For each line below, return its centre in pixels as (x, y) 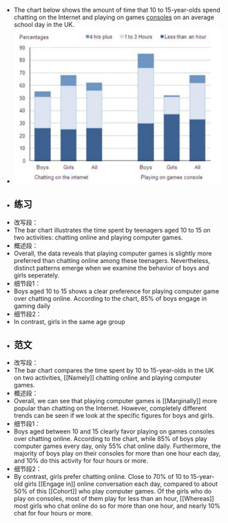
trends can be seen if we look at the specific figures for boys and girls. (114, 416)
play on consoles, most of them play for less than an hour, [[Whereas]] (114, 499)
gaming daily (32, 306)
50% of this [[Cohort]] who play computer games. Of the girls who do (113, 491)
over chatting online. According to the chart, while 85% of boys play (111, 439)
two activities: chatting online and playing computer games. (98, 237)
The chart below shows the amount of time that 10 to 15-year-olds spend (117, 10)
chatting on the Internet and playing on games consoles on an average (114, 17)
